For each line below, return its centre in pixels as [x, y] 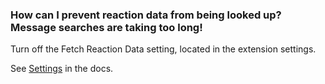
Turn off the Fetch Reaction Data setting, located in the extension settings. [163, 49]
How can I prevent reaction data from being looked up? [146, 15]
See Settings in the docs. [62, 69]
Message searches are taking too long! [106, 27]
